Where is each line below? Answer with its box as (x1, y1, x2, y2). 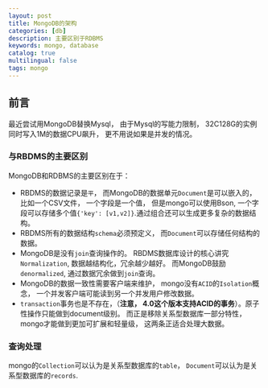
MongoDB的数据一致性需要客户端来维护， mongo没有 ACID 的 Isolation (19, 279, 253, 288)
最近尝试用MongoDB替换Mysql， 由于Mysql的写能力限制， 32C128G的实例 (8, 118, 258, 129)
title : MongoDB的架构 (8, 19, 77, 27)
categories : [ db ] (8, 27, 67, 35)
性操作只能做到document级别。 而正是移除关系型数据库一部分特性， (19, 308, 247, 318)
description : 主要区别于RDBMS (8, 34, 104, 43)
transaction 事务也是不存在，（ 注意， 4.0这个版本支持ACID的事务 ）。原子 (19, 299, 260, 308)
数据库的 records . (22, 371, 79, 381)
